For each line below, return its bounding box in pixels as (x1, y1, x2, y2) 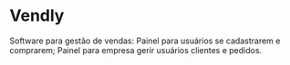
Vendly (9, 5, 65, 26)
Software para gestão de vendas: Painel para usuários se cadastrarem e (9, 35, 281, 46)
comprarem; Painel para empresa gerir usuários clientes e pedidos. (9, 44, 263, 55)
